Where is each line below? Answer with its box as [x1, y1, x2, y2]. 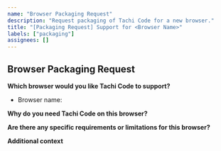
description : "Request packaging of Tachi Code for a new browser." [7, 17, 215, 24]
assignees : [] [7, 37, 50, 44]
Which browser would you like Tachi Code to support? [7, 82, 171, 90]
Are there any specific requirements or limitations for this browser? [7, 123, 211, 131]
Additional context [7, 136, 64, 145]
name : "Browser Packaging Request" [7, 10, 113, 18]
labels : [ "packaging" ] [7, 30, 75, 38]
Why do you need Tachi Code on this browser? [7, 109, 148, 118]
